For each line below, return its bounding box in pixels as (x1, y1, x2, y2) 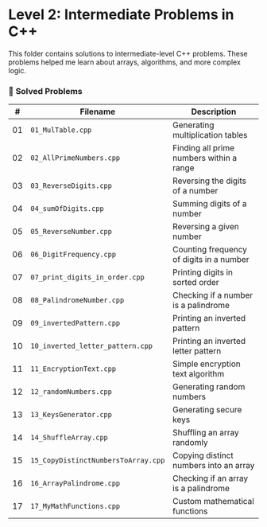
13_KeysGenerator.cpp (30, 410, 113, 420)
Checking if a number (172, 290, 253, 301)
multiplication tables (172, 130, 248, 141)
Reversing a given (172, 221, 240, 232)
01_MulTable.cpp (30, 126, 92, 135)
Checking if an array (172, 473, 249, 484)
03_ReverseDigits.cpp (30, 182, 113, 190)
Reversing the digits (172, 175, 247, 186)
